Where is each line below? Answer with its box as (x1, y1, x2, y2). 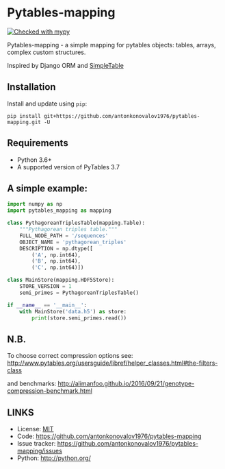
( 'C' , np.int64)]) (31, 264, 84, 272)
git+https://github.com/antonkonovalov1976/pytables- (43, 112, 200, 119)
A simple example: (7, 182, 88, 194)
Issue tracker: (16, 440, 56, 447)
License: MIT (16, 425, 54, 433)
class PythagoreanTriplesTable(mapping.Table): (7, 219, 146, 227)
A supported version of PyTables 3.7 (16, 163, 120, 171)
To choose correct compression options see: (7, 352, 133, 360)
